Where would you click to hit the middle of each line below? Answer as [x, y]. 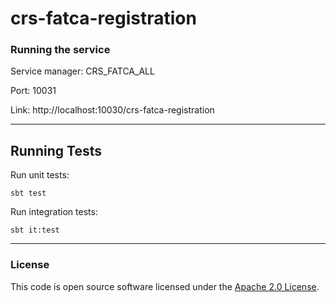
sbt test [28, 193]
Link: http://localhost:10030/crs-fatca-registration [112, 110]
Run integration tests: [54, 212]
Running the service [60, 50]
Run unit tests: [40, 175]
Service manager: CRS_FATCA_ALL [82, 71]
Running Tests [56, 150]
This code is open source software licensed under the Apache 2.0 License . [165, 286]
